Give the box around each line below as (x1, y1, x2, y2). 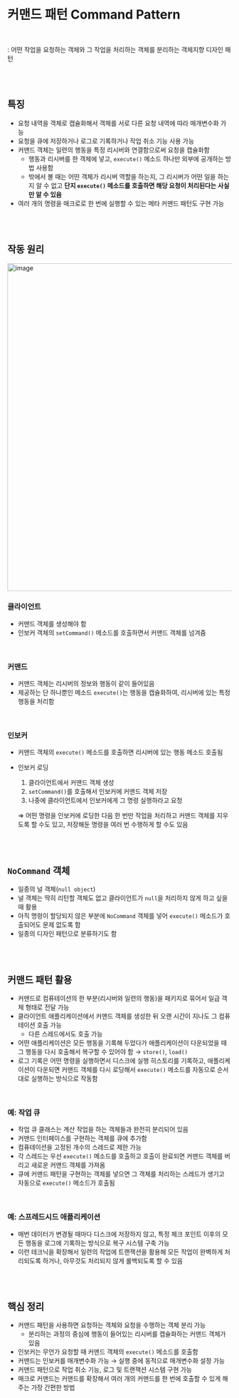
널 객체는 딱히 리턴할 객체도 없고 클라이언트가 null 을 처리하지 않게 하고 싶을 (17, 894, 228, 902)
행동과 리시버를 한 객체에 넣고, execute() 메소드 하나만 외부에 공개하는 (28, 154, 224, 163)
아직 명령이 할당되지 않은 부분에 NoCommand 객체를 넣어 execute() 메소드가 (17, 912, 223, 920)
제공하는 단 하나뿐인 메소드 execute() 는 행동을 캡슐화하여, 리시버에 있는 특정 (17, 688, 231, 697)
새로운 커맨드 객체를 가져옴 (31, 1160, 105, 1170)
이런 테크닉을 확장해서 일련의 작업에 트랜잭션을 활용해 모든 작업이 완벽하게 (17, 1248, 223, 1256)
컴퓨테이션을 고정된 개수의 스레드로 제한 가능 (17, 1143, 142, 1152)
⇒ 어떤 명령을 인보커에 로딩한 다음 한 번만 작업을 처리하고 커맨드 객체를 (17, 811, 216, 820)
